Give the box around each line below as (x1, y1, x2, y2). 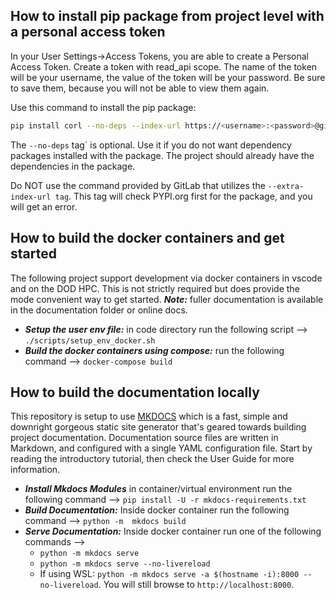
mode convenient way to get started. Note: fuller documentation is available (10, 293, 324, 305)
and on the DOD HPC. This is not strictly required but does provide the (10, 282, 300, 294)
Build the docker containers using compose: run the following (24, 344, 285, 356)
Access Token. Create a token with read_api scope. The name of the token (10, 60, 318, 73)
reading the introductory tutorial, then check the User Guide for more (10, 453, 295, 465)
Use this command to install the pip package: (10, 101, 197, 113)
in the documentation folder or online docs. (10, 304, 188, 316)
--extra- (267, 181, 305, 191)
